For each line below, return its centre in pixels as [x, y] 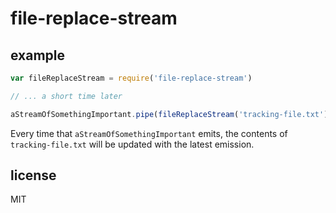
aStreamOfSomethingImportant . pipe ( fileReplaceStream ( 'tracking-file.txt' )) [171, 114]
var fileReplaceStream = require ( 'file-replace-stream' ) [131, 78]
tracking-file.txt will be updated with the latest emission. [132, 144]
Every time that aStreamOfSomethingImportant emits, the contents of [149, 133]
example [38, 55]
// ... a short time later [66, 96]
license [33, 175]
